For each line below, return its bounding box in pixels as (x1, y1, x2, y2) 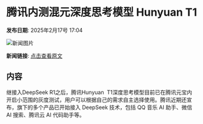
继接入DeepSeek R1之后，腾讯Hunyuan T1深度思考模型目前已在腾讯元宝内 (6, 88, 193, 96)
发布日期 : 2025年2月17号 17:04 (6, 26, 83, 34)
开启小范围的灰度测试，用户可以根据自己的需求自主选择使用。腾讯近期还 (6, 96, 187, 103)
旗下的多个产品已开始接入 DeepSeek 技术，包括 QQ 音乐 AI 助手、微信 (16, 104, 193, 111)
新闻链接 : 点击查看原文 (6, 52, 62, 59)
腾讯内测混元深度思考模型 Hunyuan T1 (6, 5, 198, 19)
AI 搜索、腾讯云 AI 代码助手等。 (6, 111, 85, 118)
